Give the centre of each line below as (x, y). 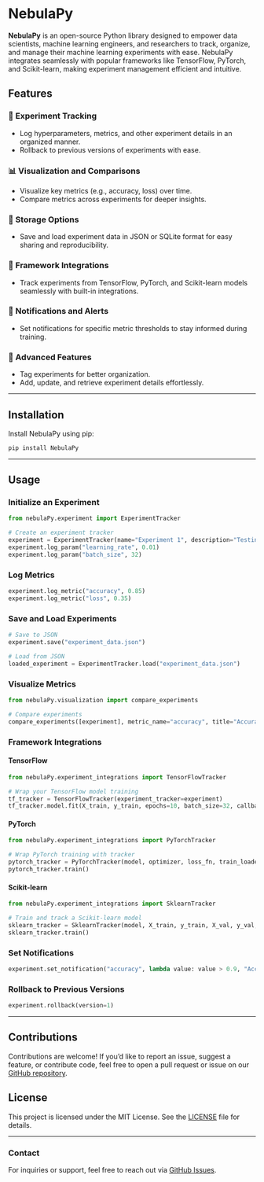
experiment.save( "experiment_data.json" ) (77, 643)
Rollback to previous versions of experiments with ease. (110, 149)
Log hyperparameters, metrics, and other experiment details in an (126, 133)
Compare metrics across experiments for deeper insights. (113, 199)
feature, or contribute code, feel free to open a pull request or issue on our (129, 1064)
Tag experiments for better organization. (85, 374)
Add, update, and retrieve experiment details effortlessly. (112, 383)
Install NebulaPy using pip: (51, 433)
